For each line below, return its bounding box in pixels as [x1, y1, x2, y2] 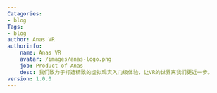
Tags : [7, 23, 23, 30]
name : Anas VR [20, 50, 61, 57]
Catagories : [7, 10, 42, 17]
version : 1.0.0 [7, 75, 52, 83]
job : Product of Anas [20, 62, 83, 69]
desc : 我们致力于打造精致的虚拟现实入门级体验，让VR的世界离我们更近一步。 [20, 69, 213, 76]
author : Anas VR [7, 36, 55, 43]
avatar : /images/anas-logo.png [20, 56, 112, 63]
